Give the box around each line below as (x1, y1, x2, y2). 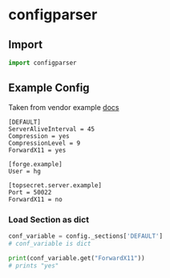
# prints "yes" (8, 261, 59, 270)
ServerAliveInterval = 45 (8, 125, 95, 133)
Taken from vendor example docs (8, 102, 119, 112)
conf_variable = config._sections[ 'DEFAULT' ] (8, 231, 163, 240)
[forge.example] (8, 160, 63, 168)
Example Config (8, 81, 90, 95)
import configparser (8, 59, 78, 67)
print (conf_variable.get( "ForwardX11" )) (8, 254, 146, 262)
